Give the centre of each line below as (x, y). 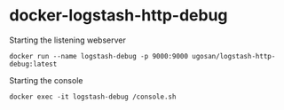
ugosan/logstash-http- (234, 56)
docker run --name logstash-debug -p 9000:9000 (99, 56)
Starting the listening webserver (67, 40)
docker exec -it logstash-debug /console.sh (93, 97)
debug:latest (33, 64)
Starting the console (46, 80)
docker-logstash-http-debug (118, 16)
